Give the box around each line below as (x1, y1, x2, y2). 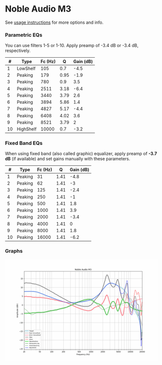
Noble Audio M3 (5, 3, 72, 15)
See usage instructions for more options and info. (5, 19, 104, 25)
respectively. (5, 48, 30, 54)
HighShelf (16, 126, 37, 132)
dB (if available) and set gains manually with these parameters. (5, 156, 131, 162)
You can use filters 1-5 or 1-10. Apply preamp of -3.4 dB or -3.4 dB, (5, 43, 139, 48)
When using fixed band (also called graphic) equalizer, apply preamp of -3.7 (5, 151, 157, 157)
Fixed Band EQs (5, 140, 43, 146)
